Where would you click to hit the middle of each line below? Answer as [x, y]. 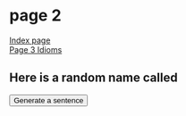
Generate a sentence [49, 100]
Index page [30, 40]
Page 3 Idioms [36, 49]
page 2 [35, 16]
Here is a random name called [93, 78]
